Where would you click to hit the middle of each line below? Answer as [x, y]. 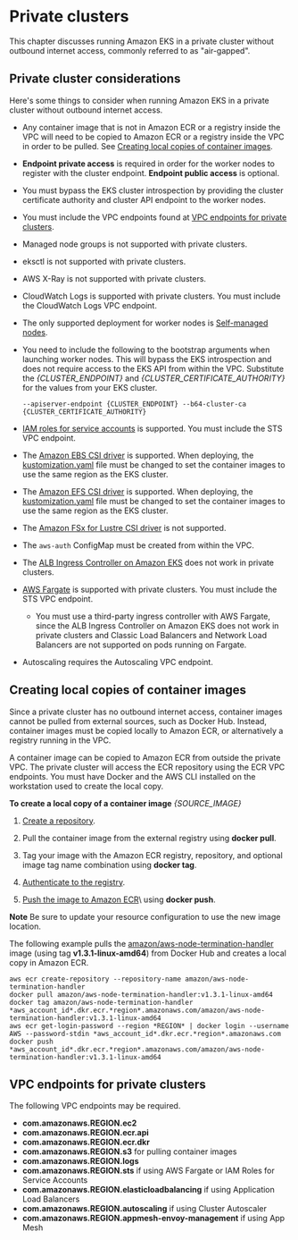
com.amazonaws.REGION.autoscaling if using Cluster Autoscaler [145, 1209]
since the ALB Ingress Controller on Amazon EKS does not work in [157, 625]
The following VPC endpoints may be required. [95, 1106]
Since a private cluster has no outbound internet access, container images [146, 712]
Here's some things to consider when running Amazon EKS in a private [139, 100]
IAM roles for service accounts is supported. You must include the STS [152, 428]
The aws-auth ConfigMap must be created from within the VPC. [138, 545]
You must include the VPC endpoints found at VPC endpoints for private [154, 217]
